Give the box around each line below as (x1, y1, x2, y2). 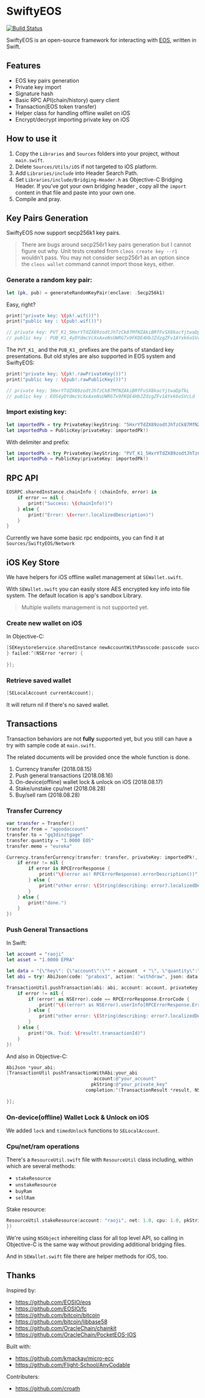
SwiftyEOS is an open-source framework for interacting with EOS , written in (6, 36, 196, 43)
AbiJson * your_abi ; (6, 1064, 56, 1071)
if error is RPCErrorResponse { (28, 865, 111, 872)
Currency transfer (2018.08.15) (15, 765, 92, 772)
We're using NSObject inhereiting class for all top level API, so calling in (6, 1234, 184, 1242)
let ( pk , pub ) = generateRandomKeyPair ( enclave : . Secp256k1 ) (6, 289, 165, 296)
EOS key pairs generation (15, 76, 79, 84)
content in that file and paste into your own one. (15, 188, 136, 196)
